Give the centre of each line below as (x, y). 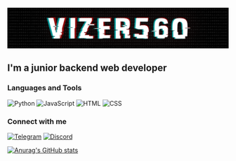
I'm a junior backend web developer (87, 68)
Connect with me (37, 121)
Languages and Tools (45, 88)
